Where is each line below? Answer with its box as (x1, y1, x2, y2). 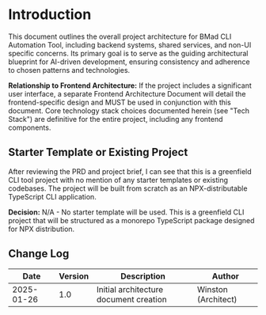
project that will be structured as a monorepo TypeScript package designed (8, 215, 255, 225)
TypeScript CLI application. (8, 192, 97, 201)
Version (59, 271, 89, 282)
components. (8, 123, 51, 132)
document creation (96, 294, 168, 305)
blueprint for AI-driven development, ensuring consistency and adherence (8, 57, 251, 66)
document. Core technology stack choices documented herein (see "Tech (8, 105, 249, 116)
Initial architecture (96, 283, 164, 294)
